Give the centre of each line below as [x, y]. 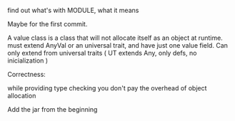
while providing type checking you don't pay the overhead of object [107, 88]
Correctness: [27, 74]
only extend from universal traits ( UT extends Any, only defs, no [102, 53]
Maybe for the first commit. [47, 24]
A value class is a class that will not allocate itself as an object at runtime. [115, 38]
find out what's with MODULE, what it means [73, 10]
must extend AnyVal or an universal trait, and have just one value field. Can [118, 45]
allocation [22, 96]
